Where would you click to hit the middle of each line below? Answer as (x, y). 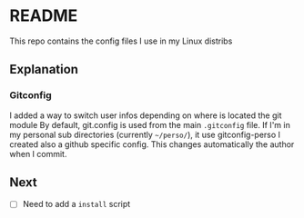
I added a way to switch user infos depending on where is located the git (146, 115)
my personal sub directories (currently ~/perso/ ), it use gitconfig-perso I (145, 134)
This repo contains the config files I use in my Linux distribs (121, 41)
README (44, 16)
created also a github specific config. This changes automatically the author (152, 144)
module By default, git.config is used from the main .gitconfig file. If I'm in (150, 124)
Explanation (44, 69)
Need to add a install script (76, 204)
